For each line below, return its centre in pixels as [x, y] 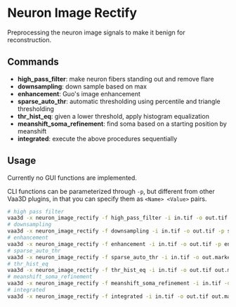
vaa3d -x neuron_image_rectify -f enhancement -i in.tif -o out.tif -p [114, 244]
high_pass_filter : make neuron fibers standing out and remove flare [116, 79]
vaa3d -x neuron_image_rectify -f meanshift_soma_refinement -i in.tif [114, 283]
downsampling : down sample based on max [82, 86]
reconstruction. [29, 39]
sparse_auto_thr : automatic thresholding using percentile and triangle [119, 101]
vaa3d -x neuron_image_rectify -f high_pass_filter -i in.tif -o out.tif [118, 218]
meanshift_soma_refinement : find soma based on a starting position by [122, 124]
